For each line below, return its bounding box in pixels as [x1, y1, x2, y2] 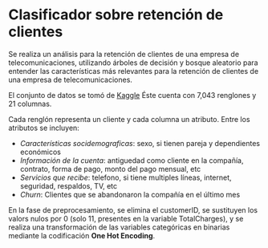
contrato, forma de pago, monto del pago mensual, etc [19, 164, 201, 173]
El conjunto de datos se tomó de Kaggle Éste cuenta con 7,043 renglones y [8, 90, 257, 100]
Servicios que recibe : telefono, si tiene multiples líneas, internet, [19, 173, 232, 182]
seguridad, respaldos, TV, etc [19, 181, 118, 190]
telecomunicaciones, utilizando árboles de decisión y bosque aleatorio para [8, 58, 258, 67]
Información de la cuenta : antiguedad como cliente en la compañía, [19, 155, 244, 165]
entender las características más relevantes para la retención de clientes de [8, 66, 259, 75]
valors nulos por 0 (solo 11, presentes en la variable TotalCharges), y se [8, 213, 244, 223]
